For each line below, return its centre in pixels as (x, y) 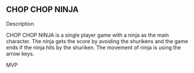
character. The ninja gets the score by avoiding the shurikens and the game (97, 41)
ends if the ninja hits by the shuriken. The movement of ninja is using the (93, 47)
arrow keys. (20, 53)
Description (20, 23)
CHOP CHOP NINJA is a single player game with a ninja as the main (88, 35)
